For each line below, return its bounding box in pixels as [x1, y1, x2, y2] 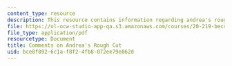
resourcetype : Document [7, 36, 76, 43]
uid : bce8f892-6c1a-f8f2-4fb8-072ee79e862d [7, 49, 135, 56]
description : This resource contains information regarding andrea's [7, 16, 212, 23]
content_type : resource [7, 10, 76, 17]
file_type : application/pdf [7, 29, 88, 36]
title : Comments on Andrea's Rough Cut [7, 42, 122, 49]
